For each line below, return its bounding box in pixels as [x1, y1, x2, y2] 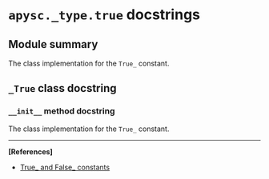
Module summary [8, 38, 98, 51]
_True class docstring [8, 82, 118, 95]
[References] [8, 146, 54, 157]
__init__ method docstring [8, 105, 115, 117]
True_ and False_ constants [19, 162, 110, 172]
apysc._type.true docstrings [8, 6, 201, 24]
